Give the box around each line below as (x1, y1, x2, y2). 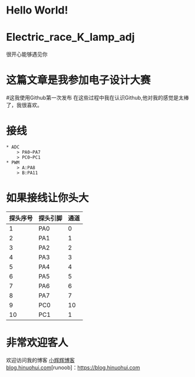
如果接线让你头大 (6, 191, 90, 205)
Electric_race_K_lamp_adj (6, 31, 135, 44)
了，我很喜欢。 (6, 101, 42, 109)
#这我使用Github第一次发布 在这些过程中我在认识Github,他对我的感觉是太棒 (6, 94, 189, 101)
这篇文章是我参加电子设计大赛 (6, 74, 151, 87)
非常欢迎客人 (6, 336, 69, 349)
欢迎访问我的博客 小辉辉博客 (6, 356, 75, 363)
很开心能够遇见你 (6, 51, 48, 58)
